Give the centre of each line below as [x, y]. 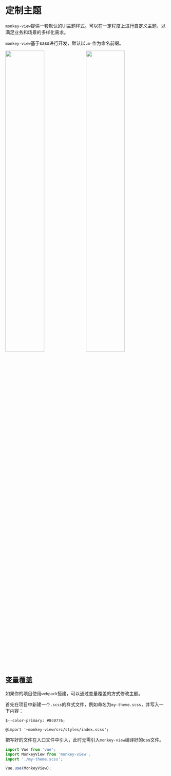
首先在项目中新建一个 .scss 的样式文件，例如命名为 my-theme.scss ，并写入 [82, 704]
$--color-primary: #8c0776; [35, 720]
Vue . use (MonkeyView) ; [28, 768]
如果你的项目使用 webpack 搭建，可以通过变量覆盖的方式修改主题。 [74, 693]
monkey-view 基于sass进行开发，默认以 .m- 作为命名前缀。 [65, 43]
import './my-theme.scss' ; [34, 759]
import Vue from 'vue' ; [31, 749]
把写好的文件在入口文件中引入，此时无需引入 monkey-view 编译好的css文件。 [85, 739]
